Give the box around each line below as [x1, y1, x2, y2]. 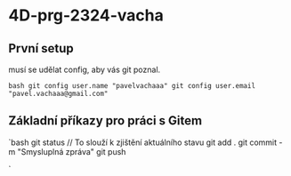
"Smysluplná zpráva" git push [17, 146, 126, 156]
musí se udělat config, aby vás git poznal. [8, 64, 161, 75]
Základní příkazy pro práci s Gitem [8, 113, 202, 129]
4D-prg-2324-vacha [8, 5, 164, 26]
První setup [8, 41, 75, 56]
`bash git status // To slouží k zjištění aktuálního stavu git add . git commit [8, 137, 278, 148]
